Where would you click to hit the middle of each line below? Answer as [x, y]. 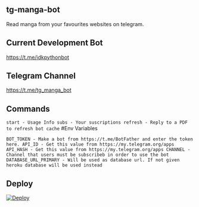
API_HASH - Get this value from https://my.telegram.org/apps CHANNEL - [98, 150]
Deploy [20, 184]
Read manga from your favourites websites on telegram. [75, 24]
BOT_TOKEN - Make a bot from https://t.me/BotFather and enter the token [100, 139]
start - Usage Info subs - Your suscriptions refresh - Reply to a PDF [97, 123]
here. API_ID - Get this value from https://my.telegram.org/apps [90, 145]
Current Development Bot [55, 43]
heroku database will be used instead [54, 165]
